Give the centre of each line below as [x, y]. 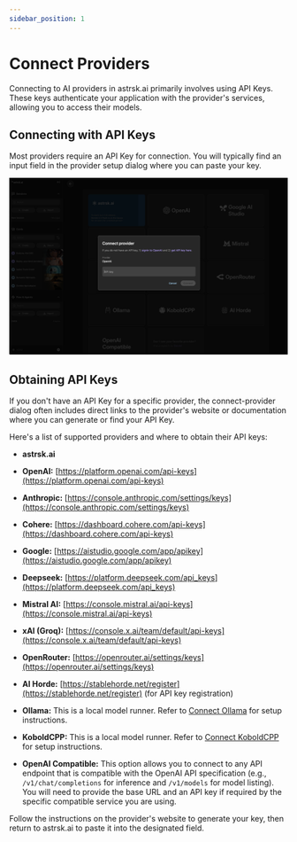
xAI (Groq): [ [45, 631]
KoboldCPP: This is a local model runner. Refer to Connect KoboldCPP [151, 737]
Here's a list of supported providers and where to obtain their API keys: [138, 437]
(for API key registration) [189, 694]
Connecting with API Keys [83, 134]
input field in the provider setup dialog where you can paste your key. [136, 166]
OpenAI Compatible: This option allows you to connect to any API [142, 764]
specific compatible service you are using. [99, 801]
